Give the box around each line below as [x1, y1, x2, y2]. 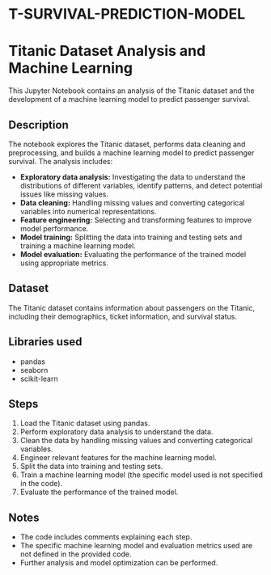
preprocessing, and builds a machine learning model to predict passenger [8, 147, 255, 158]
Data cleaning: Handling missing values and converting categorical [19, 197, 245, 207]
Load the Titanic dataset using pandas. [19, 418, 150, 429]
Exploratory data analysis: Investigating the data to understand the [19, 171, 246, 182]
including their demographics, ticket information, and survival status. [8, 311, 237, 321]
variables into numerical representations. [19, 206, 157, 216]
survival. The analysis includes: [8, 156, 113, 166]
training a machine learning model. [19, 240, 136, 251]
